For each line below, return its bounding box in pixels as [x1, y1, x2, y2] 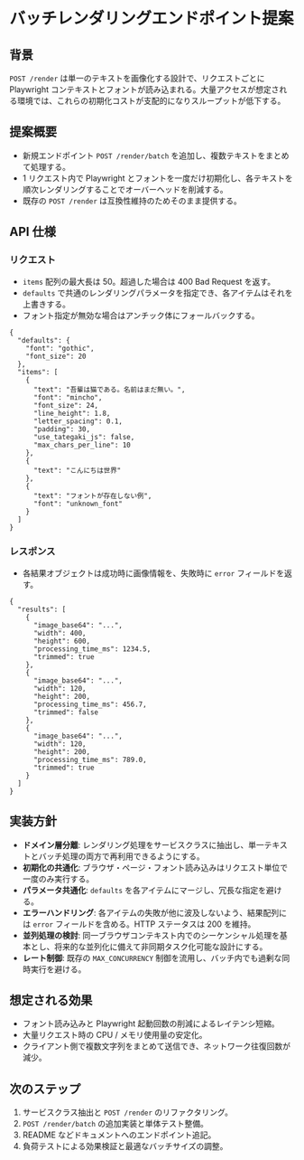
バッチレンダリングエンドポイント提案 [9, 8, 295, 29]
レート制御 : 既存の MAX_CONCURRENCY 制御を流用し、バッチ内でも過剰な [22, 952, 282, 963]
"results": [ [17, 605, 67, 614]
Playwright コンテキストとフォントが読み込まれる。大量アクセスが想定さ [9, 84, 280, 95]
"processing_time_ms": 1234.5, [32, 644, 152, 654]
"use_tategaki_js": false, [32, 432, 135, 441]
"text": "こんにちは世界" [32, 466, 122, 475]
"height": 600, [32, 637, 91, 646]
